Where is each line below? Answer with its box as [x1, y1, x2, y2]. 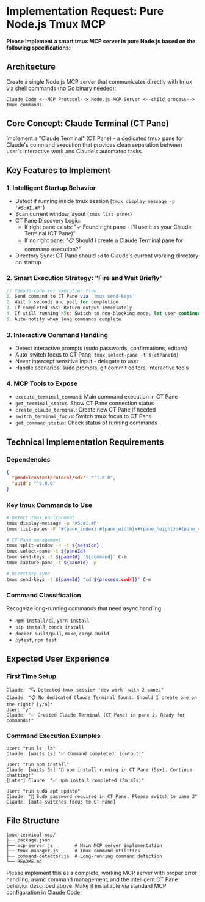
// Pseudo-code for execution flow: [6, 287, 99, 294]
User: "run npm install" [6, 761, 70, 767]
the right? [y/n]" [6, 701, 53, 708]
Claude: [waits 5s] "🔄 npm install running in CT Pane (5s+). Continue [6, 766, 192, 773]
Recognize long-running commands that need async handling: [6, 604, 163, 612]
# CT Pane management [6, 537, 62, 543]
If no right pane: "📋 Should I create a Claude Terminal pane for [24, 237, 184, 244]
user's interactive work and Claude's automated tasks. [6, 147, 143, 155]
